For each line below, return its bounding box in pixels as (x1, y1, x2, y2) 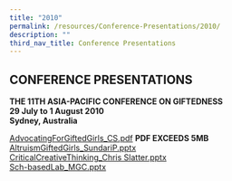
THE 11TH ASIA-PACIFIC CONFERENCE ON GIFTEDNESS (9, 96, 224, 107)
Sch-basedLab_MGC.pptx (9, 162, 107, 173)
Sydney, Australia (9, 115, 78, 127)
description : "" (9, 30, 71, 39)
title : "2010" (9, 13, 63, 23)
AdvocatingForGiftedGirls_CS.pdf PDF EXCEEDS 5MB (9, 133, 209, 144)
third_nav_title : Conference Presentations (9, 38, 177, 48)
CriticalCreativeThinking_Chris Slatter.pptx (9, 152, 168, 163)
